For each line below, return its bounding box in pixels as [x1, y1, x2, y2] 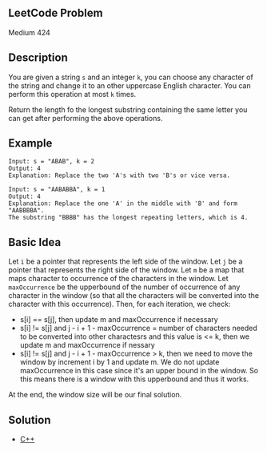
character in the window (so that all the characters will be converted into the [8, 291, 260, 300]
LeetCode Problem [8, 6, 103, 20]
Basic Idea [8, 236, 62, 249]
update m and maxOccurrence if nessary [19, 340, 156, 350]
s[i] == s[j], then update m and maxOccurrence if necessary [19, 315, 218, 324]
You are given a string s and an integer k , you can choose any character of [8, 72, 253, 82]
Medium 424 [8, 27, 50, 37]
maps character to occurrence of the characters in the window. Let [8, 274, 229, 284]
